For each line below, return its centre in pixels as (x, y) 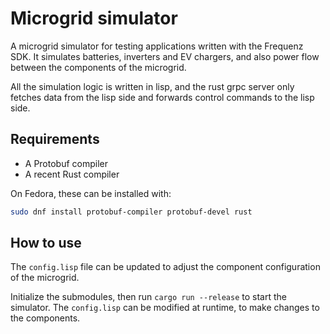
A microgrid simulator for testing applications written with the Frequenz (157, 46)
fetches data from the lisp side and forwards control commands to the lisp (162, 97)
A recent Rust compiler (72, 174)
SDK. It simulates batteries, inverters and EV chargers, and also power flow (165, 56)
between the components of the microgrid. (98, 67)
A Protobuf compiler (66, 163)
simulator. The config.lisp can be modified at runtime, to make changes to (165, 308)
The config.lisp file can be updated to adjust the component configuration (165, 267)
